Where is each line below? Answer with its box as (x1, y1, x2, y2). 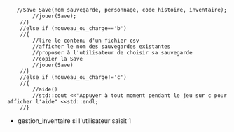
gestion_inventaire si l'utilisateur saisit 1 (17, 117, 132, 125)
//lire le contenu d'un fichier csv (32, 37, 139, 44)
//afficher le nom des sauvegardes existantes (32, 43, 171, 50)
